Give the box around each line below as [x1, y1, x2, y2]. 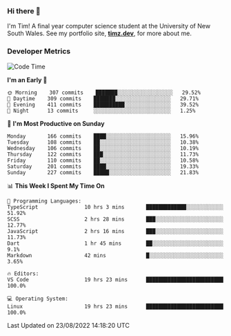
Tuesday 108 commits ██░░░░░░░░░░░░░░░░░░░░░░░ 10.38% [7, 138, 199, 146]
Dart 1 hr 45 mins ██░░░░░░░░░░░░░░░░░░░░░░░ [7, 240, 224, 247]
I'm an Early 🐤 [7, 75, 48, 84]
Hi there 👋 [7, 6, 41, 16]
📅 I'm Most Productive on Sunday [7, 119, 105, 127]
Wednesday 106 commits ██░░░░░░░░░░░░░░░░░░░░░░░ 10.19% [7, 144, 199, 151]
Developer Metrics [7, 46, 71, 56]
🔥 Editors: [7, 270, 39, 277]
